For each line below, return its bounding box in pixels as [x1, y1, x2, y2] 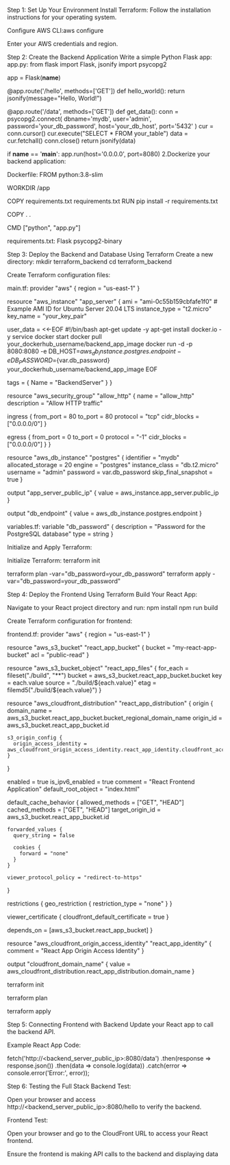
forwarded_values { [7, 826, 63, 833]
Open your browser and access [7, 1095, 96, 1103]
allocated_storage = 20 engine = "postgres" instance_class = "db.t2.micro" [7, 460, 219, 469]
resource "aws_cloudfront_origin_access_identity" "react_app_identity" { [7, 939, 212, 948]
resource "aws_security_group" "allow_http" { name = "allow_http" [7, 391, 195, 400]
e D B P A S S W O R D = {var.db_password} [7, 356, 110, 366]
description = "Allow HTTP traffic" [7, 399, 103, 407]
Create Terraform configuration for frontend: [7, 617, 133, 625]
